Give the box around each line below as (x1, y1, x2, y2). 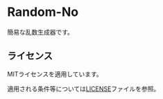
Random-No (7, 4, 78, 20)
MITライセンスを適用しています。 (7, 70, 103, 78)
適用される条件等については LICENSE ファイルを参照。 (7, 84, 160, 93)
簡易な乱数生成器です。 (7, 28, 74, 36)
